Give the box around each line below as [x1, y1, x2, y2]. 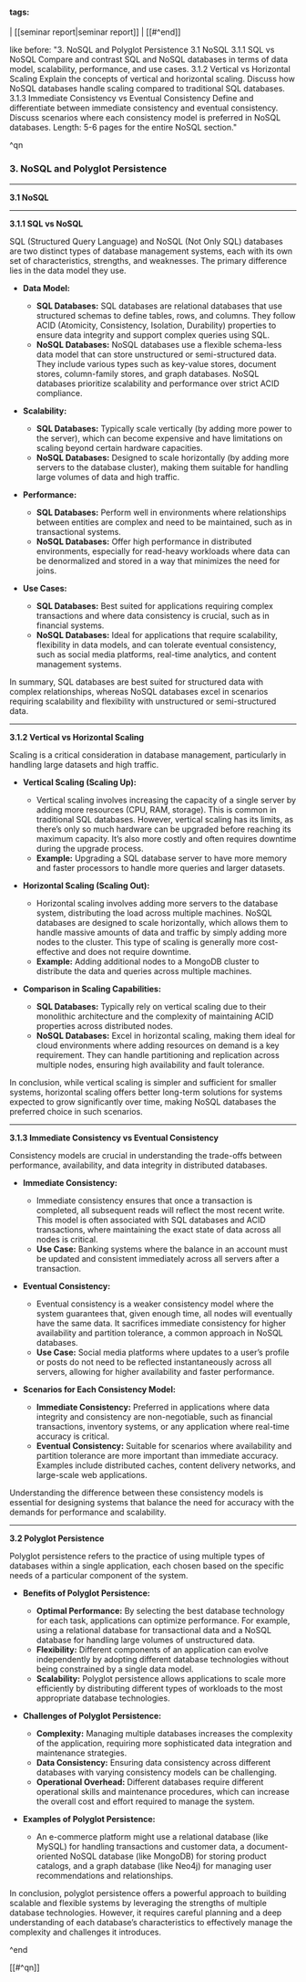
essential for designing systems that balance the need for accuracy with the [9, 1496, 294, 1507]
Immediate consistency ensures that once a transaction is [36, 1195, 253, 1206]
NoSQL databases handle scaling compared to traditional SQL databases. [9, 83, 285, 94]
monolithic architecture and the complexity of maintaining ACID [36, 1011, 274, 1022]
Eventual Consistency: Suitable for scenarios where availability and [36, 1440, 292, 1451]
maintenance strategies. [36, 1747, 127, 1758]
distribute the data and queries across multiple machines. [36, 965, 252, 976]
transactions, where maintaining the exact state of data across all [36, 1223, 281, 1235]
